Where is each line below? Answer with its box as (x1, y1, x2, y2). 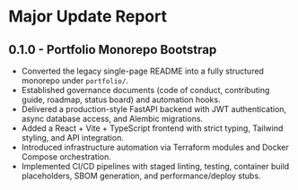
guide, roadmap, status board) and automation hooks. (21, 94, 221, 105)
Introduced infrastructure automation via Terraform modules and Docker (21, 142, 289, 152)
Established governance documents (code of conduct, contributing (21, 85, 270, 95)
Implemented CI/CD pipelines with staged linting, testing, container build (21, 161, 290, 171)
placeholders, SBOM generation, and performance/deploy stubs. (21, 170, 261, 181)
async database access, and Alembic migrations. (21, 114, 204, 124)
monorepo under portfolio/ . (21, 75, 129, 86)
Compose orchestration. (21, 151, 111, 162)
